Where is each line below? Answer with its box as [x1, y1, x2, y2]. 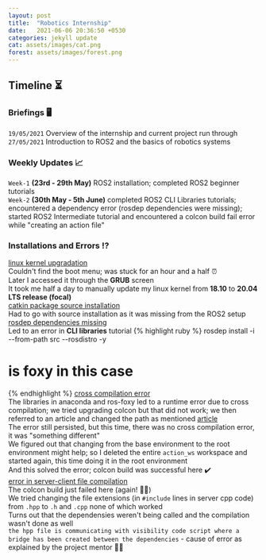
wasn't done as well [8, 519, 74, 528]
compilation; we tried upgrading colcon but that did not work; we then [8, 406, 237, 415]
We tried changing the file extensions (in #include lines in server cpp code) [8, 493, 254, 503]
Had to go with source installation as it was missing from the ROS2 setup [8, 309, 246, 319]
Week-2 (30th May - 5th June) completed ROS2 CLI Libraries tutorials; [8, 195, 237, 204]
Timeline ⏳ [8, 79, 63, 92]
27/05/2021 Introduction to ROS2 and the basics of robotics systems [8, 137, 231, 146]
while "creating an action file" [8, 220, 105, 230]
